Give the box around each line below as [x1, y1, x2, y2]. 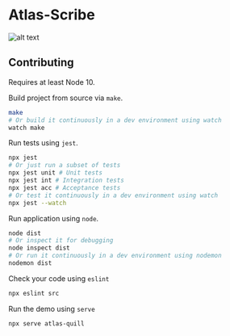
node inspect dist [8, 244, 70, 252]
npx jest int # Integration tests [8, 176, 125, 184]
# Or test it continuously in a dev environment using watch [8, 191, 219, 199]
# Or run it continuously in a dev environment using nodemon [8, 252, 222, 260]
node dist [8, 229, 42, 237]
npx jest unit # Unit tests [8, 169, 103, 177]
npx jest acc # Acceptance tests [8, 183, 121, 191]
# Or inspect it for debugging [8, 237, 114, 245]
